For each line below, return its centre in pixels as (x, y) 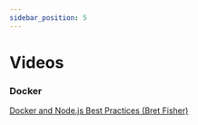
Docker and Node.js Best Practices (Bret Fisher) (99, 111)
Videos (37, 62)
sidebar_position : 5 (49, 18)
